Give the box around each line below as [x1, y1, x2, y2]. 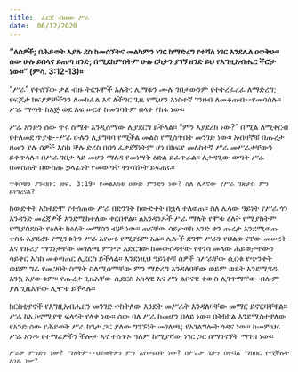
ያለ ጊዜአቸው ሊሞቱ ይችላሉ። [9, 282, 96, 294]
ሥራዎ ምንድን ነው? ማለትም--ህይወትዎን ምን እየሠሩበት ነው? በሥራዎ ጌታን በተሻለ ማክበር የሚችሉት [9, 348, 290, 357]
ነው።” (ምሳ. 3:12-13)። [9, 66, 84, 77]
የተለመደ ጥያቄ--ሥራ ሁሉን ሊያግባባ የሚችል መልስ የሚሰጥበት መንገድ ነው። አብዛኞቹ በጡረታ [9, 131, 285, 142]
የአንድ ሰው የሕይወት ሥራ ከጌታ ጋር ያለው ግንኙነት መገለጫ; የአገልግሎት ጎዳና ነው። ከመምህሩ [9, 320, 281, 331]
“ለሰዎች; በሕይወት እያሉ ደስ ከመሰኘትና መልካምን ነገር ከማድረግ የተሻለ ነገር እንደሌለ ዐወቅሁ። [9, 45, 280, 56]
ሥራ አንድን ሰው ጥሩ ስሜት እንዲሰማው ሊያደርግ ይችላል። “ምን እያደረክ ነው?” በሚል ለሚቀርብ [9, 121, 289, 132]
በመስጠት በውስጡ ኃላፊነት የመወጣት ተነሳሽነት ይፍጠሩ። [9, 161, 175, 172]
